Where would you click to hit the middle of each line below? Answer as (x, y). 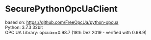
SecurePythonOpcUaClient (61, 9)
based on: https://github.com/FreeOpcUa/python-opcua (62, 22)
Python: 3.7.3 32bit (24, 27)
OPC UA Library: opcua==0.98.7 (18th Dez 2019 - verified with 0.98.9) (76, 32)
